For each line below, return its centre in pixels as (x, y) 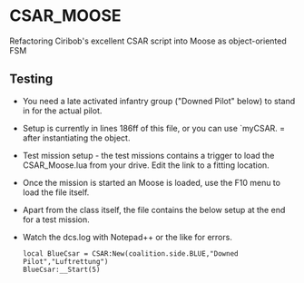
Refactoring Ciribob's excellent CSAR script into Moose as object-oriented (148, 41)
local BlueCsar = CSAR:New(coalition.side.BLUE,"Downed (130, 254)
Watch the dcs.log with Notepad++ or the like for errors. (127, 237)
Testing (31, 79)
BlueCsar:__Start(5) (61, 269)
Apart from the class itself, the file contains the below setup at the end (154, 210)
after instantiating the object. (76, 138)
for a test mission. (56, 220)
